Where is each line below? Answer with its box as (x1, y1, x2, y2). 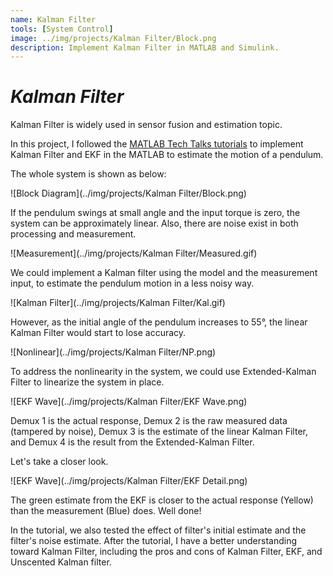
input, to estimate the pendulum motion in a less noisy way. (10, 277, 255, 290)
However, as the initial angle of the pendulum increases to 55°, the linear (10, 316, 308, 328)
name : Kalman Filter (10, 14, 97, 25)
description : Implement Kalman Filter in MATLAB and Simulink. (10, 42, 280, 53)
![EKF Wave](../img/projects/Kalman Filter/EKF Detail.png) (10, 475, 248, 487)
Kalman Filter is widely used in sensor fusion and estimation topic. (10, 119, 283, 131)
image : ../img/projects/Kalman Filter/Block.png (10, 33, 217, 43)
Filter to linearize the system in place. (10, 376, 165, 388)
